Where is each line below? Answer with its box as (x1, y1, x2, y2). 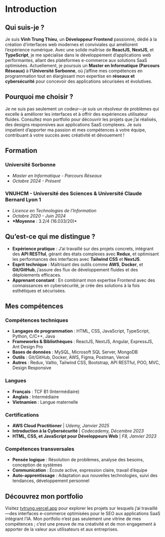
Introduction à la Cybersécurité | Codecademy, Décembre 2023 (12, 428, 144, 434)
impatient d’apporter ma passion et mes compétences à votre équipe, (5, 127, 146, 133)
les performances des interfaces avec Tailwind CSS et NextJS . (12, 256, 141, 262)
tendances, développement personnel (12, 478, 90, 484)
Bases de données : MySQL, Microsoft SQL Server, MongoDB (12, 349, 138, 355)
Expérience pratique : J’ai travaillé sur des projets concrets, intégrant (12, 245, 154, 251)
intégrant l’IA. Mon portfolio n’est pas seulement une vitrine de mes (5, 516, 141, 522)
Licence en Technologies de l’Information (12, 207, 97, 213)
